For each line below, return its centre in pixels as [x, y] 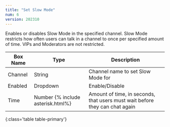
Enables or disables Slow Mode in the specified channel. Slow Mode [76, 34]
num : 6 [12, 15]
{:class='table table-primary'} [36, 119]
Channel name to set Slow [119, 72]
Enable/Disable [107, 86]
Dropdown [46, 86]
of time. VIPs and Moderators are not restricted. [55, 44]
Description [125, 60]
